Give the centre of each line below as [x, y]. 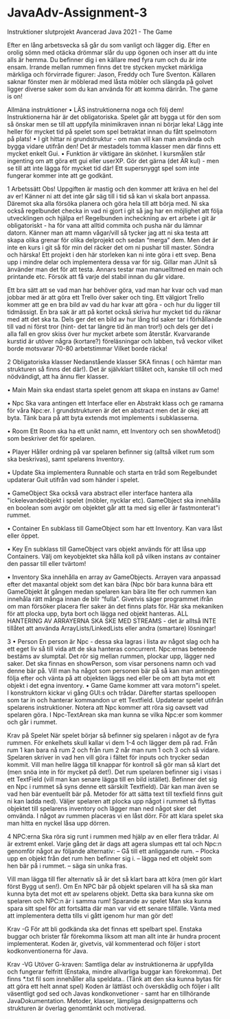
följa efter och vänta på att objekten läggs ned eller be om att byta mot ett [111, 678]
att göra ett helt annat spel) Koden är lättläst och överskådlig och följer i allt [113, 986]
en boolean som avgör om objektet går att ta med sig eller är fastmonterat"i [114, 507]
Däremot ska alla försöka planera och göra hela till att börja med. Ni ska [108, 203]
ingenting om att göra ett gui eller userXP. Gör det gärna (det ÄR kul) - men [113, 160]
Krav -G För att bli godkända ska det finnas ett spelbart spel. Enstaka [105, 929]
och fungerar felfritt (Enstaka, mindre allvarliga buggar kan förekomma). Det [114, 971]
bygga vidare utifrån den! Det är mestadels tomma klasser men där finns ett [114, 146]
